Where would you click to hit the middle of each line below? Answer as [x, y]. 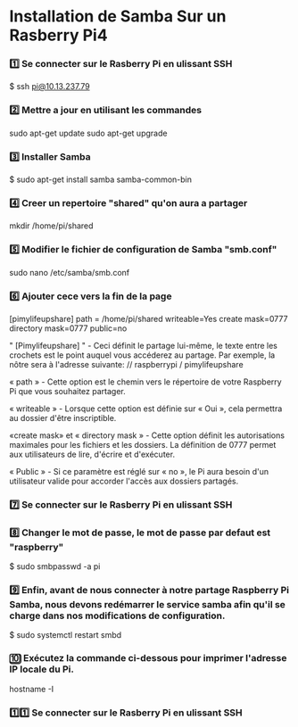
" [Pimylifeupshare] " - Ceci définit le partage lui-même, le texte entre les [144, 345]
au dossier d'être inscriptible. [63, 417]
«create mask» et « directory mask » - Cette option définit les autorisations [147, 435]
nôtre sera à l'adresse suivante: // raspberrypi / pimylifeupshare [126, 364]
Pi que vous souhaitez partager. [68, 391]
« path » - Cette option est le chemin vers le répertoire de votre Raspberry [146, 382]
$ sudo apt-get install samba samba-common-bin [101, 179]
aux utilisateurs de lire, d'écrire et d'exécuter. [92, 454]
